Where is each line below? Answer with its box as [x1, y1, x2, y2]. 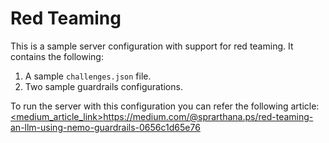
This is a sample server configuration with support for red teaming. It [10, 40, 294, 52]
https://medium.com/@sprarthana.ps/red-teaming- [103, 110, 314, 122]
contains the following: [10, 50, 104, 62]
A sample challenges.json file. [24, 70, 152, 82]
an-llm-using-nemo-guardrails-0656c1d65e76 [10, 121, 201, 133]
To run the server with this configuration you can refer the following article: [10, 100, 320, 112]
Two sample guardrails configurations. [24, 80, 183, 92]
